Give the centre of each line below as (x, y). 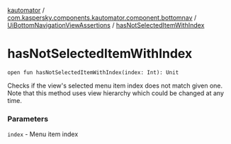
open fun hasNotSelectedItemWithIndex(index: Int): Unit (93, 72)
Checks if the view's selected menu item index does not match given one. (115, 85)
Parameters (28, 119)
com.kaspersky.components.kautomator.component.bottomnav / (102, 18)
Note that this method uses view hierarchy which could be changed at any (116, 93)
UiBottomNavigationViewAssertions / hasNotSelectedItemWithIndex (106, 25)
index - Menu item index (43, 134)
